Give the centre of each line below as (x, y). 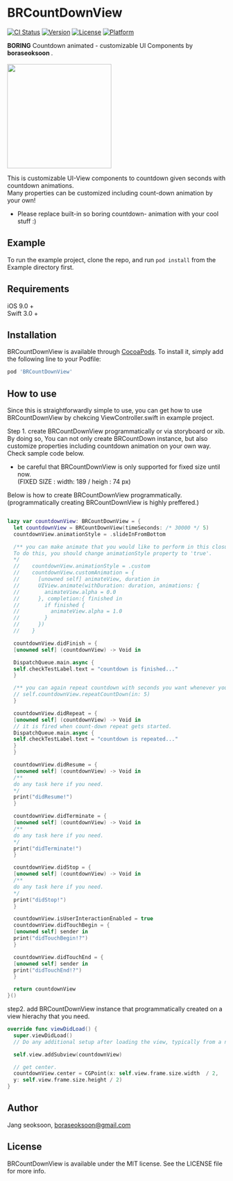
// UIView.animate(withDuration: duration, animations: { (106, 586)
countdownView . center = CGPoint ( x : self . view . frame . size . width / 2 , (116, 1074)
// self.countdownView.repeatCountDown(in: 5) (82, 694)
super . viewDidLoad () (43, 1035)
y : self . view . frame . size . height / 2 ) (68, 1080)
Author (23, 1108)
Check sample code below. (46, 453)
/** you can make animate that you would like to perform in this (111, 547)
